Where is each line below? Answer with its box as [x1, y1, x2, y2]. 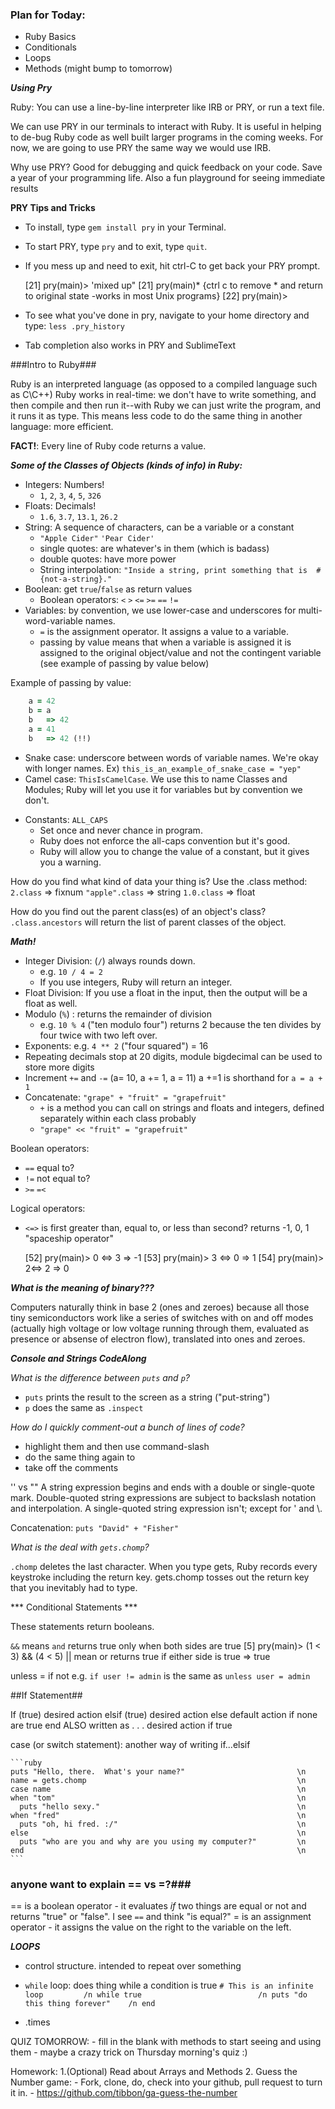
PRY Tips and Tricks [10, 202, 96, 214]
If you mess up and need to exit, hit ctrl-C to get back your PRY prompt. [24, 260, 321, 272]
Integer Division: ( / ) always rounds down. [24, 954, 196, 967]
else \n [10, 1828, 307, 1838]
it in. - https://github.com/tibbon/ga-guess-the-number [10, 2086, 238, 2098]
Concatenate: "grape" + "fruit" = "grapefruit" [24, 1091, 227, 1103]
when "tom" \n [10, 1793, 307, 1803]
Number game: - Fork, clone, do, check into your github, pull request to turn [10, 2076, 323, 2088]
